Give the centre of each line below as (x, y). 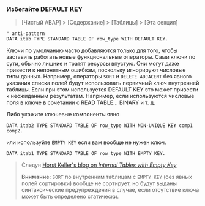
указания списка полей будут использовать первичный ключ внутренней (103, 83)
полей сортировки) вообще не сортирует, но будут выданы (99, 183)
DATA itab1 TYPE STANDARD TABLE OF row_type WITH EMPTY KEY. (86, 154)
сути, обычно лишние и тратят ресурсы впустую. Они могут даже (93, 64)
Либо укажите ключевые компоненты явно (63, 115)
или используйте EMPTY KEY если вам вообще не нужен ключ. (86, 142)
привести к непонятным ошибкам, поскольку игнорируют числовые (96, 70)
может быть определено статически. (70, 196)
